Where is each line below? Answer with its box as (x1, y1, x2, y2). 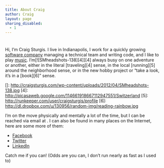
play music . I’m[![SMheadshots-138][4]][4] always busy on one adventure (5, 57, 154, 63)
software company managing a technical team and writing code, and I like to (5, 52, 159, 58)
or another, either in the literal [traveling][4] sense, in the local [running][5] (5, 62, 156, 68)
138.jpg (5, 87, 20, 93)
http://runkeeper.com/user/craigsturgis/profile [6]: (5, 98, 106, 104)
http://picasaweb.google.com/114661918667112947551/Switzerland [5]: (5, 93, 148, 99)
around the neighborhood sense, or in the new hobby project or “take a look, (5, 67, 160, 74)
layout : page (5, 16, 32, 21)
